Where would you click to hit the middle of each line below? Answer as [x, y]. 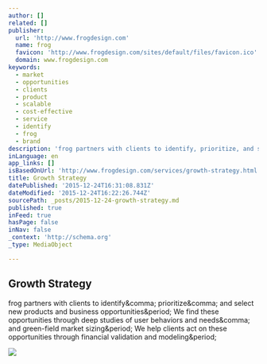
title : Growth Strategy [48, 178]
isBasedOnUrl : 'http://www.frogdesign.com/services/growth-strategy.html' [135, 171]
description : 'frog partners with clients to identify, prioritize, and [131, 149]
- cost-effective [44, 112]
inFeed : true [30, 215]
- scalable [33, 104]
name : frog [33, 45]
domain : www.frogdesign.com [62, 60]
